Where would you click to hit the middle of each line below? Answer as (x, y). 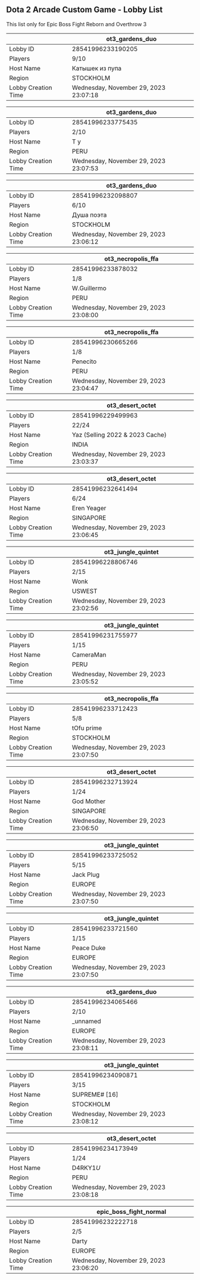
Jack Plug (86, 875)
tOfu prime (87, 728)
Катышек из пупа (97, 68)
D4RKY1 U (86, 1167)
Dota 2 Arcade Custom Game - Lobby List (85, 10)
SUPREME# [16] (95, 1094)
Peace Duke (89, 948)
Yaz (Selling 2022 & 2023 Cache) (119, 435)
